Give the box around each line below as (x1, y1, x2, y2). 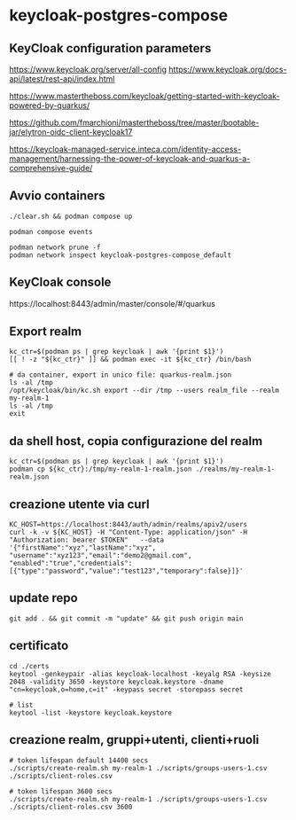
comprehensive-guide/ (9, 163, 93, 173)
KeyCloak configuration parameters (9, 41, 212, 56)
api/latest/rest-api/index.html (9, 74, 115, 84)
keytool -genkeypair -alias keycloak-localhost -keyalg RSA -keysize (9, 669, 272, 678)
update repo (9, 590, 78, 605)
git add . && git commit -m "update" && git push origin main (9, 613, 244, 623)
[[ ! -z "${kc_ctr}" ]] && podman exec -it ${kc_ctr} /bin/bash (9, 355, 252, 364)
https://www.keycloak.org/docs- (167, 64, 287, 74)
